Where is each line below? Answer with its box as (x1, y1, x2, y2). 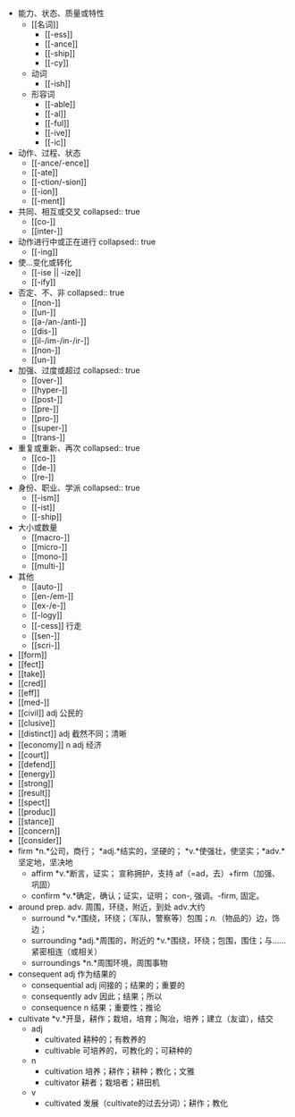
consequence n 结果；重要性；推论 (30, 1003, 162, 1012)
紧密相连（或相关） (30, 946, 103, 957)
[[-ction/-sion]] (30, 177, 88, 187)
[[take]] (17, 669, 46, 679)
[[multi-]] (30, 561, 65, 571)
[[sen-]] (30, 630, 61, 641)
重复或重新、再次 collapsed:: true (17, 443, 140, 453)
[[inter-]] (30, 226, 63, 236)
